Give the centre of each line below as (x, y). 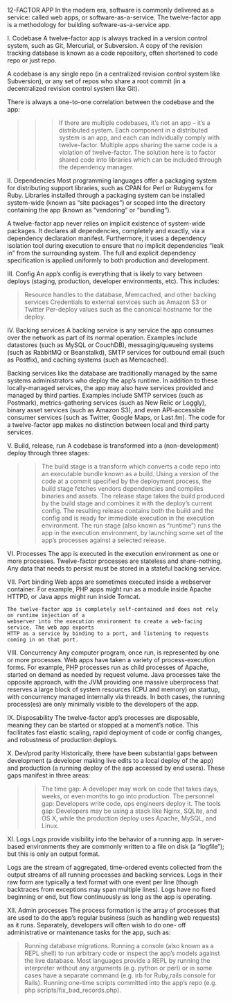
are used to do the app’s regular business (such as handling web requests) (114, 918)
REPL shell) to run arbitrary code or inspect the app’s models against (122, 953)
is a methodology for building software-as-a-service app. (89, 25)
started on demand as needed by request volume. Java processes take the (114, 675)
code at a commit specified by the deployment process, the (126, 481)
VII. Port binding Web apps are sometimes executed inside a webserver (109, 582)
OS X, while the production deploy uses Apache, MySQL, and (129, 818)
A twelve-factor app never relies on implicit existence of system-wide (106, 224)
